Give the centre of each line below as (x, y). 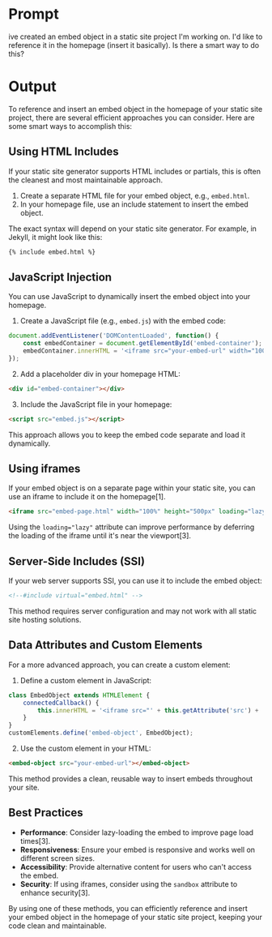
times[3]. (35, 841)
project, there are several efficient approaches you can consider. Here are (132, 118)
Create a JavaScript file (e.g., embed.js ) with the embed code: (123, 321)
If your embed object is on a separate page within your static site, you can (132, 488)
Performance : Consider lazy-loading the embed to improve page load (136, 832)
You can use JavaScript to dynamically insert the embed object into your (130, 297)
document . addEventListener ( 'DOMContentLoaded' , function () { (114, 336)
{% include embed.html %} (52, 252)
